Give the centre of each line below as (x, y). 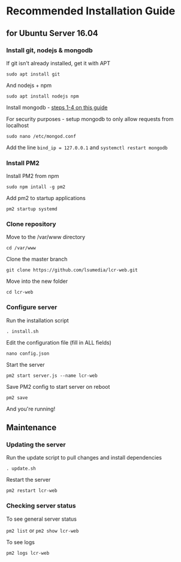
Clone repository (31, 224)
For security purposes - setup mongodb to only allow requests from (90, 119)
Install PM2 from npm (33, 176)
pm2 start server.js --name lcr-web (52, 376)
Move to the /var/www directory (46, 237)
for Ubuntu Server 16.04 (52, 33)
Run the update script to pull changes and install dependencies (84, 458)
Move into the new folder (37, 281)
